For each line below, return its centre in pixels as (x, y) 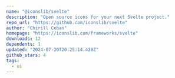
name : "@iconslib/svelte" (38, 11)
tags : (13, 60)
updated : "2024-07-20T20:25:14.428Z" (52, 50)
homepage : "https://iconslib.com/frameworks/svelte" (72, 33)
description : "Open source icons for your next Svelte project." (88, 17)
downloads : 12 (24, 39)
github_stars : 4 (26, 55)
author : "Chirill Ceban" (37, 28)
